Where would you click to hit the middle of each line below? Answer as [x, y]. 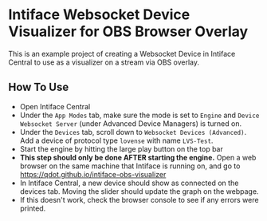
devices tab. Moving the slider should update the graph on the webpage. [139, 191]
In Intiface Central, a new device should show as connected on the [129, 183]
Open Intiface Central [55, 106]
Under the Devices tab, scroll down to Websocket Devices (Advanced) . [133, 132]
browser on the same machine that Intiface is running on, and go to [130, 166]
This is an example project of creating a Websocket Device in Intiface [122, 53]
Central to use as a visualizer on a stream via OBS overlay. [104, 62]
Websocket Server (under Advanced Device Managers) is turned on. [130, 123]
